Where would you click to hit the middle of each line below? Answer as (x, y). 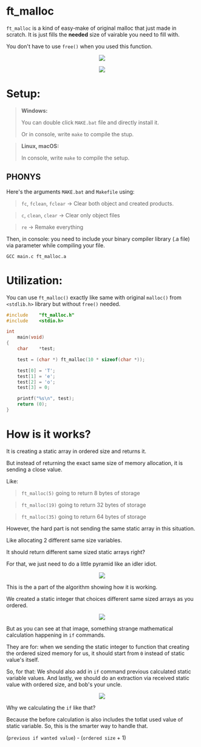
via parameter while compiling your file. (56, 245)
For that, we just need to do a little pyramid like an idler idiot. (82, 564)
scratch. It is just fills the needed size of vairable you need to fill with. (93, 34)
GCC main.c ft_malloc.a (36, 256)
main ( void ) (31, 337)
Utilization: (34, 280)
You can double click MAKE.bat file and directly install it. (90, 122)
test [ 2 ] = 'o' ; (36, 382)
